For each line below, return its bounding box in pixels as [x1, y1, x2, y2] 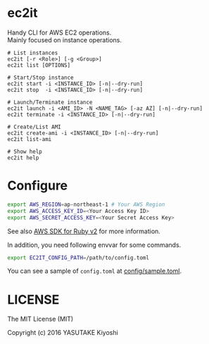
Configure [7, 178, 68, 194]
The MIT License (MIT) [7, 315, 74, 324]
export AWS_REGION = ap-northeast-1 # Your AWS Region [7, 201, 165, 208]
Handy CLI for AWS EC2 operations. [7, 28, 112, 37]
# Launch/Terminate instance [7, 99, 93, 106]
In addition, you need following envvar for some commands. [7, 240, 182, 249]
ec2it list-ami [7, 135, 52, 142]
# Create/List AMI [7, 123, 61, 130]
